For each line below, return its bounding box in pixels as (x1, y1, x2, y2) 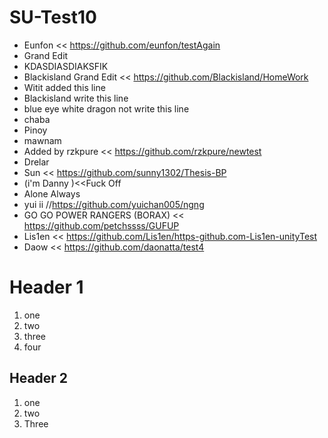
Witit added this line (23, 81, 106, 93)
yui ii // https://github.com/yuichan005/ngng (23, 198, 205, 210)
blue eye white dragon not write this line (23, 102, 190, 115)
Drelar (23, 156, 50, 168)
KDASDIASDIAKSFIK (23, 60, 109, 72)
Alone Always (23, 187, 81, 200)
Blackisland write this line (23, 92, 129, 104)
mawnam (23, 134, 62, 146)
